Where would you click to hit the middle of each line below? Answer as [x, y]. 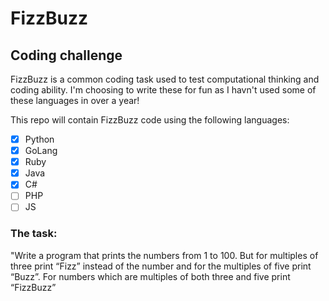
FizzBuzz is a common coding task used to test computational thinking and [165, 79]
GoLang [41, 151]
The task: [34, 234]
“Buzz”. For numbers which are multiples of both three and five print [150, 276]
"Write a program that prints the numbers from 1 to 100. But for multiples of [164, 255]
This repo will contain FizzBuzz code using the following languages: [150, 120]
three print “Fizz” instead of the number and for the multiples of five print [161, 266]
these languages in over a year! [75, 100]
